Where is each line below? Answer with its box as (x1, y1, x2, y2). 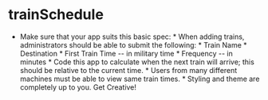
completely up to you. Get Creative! (19, 82, 137, 92)
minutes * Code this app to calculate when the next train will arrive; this (19, 57, 255, 67)
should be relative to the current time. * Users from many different (19, 65, 238, 75)
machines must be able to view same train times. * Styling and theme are (19, 74, 260, 83)
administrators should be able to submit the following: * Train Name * (19, 40, 247, 49)
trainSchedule (8, 6, 104, 24)
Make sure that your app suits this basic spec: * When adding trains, (19, 32, 245, 41)
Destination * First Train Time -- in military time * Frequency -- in (19, 48, 233, 58)
